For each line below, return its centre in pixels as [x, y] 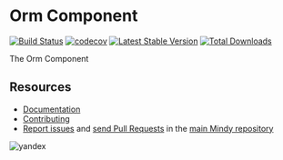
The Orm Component [49, 58]
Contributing [46, 118]
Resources [40, 87]
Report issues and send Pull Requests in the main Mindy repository [148, 128]
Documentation [51, 109]
